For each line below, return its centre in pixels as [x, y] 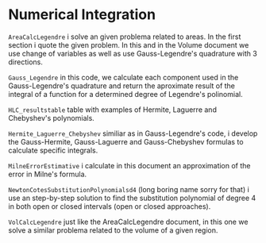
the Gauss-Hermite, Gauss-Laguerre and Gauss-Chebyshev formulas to [126, 141]
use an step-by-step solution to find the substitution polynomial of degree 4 [132, 198]
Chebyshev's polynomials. [52, 118]
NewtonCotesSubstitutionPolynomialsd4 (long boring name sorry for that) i [129, 189]
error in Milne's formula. [48, 174]
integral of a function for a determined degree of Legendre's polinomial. [126, 94]
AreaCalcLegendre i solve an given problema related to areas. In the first [125, 37]
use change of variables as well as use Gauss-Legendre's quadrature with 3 [133, 53]
